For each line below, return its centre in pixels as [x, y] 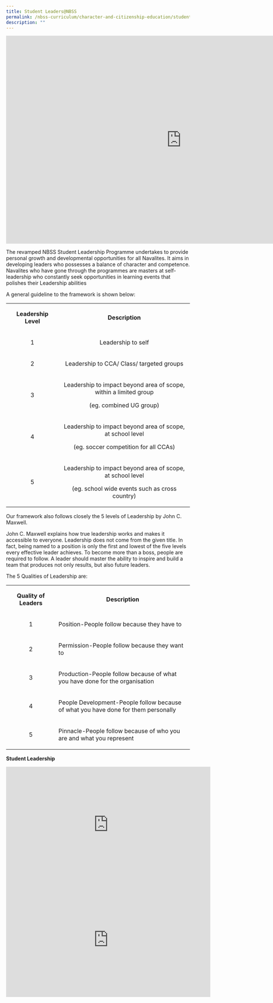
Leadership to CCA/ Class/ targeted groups [124, 364]
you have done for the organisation [106, 681]
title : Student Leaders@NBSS [41, 11]
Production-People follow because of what [117, 674]
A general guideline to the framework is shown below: [71, 294]
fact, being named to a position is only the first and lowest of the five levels [96, 546]
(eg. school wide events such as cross [124, 489]
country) [124, 496]
